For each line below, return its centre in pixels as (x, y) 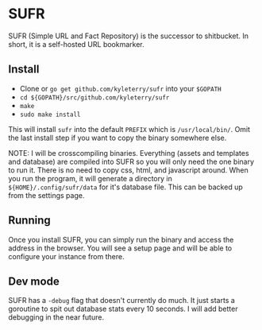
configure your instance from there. (66, 256)
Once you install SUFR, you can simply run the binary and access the (121, 239)
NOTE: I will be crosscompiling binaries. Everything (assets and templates (129, 153)
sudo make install (50, 115)
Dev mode (34, 281)
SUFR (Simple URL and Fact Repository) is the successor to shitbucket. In (128, 36)
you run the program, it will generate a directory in (90, 178)
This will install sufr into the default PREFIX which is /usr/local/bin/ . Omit (129, 129)
